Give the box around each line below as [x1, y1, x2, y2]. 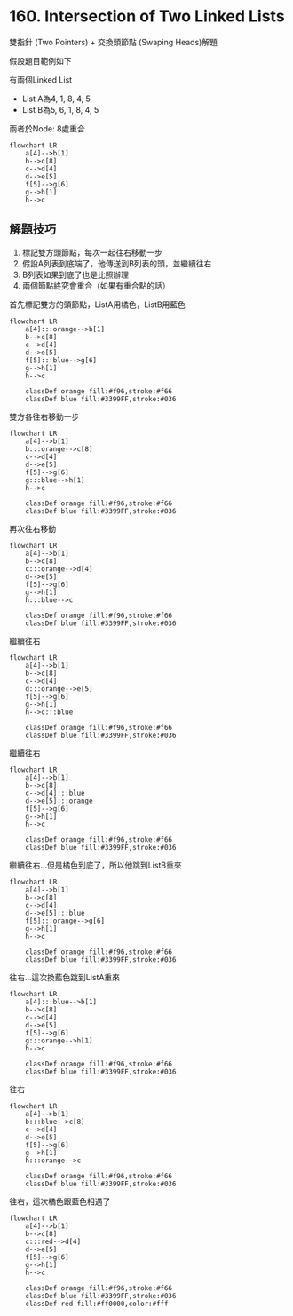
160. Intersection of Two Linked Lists [9, 6, 286, 27]
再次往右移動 [9, 523, 56, 534]
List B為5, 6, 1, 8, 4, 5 [21, 104, 99, 115]
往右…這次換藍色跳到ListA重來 [9, 971, 121, 982]
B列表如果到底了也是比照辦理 [21, 269, 129, 280]
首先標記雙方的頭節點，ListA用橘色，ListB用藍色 [9, 299, 186, 310]
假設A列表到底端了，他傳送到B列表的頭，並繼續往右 [21, 258, 212, 268]
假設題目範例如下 [9, 55, 72, 66]
